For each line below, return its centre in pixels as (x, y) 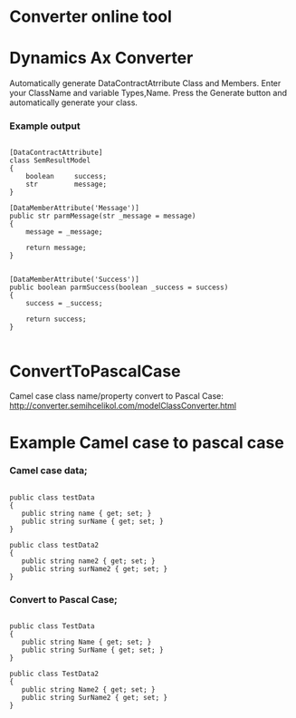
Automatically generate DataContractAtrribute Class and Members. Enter (145, 83)
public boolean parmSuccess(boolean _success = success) (119, 287)
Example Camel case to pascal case (147, 442)
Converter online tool (91, 17)
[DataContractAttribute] (56, 153)
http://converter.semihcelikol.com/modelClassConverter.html (123, 406)
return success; (57, 319)
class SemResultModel (50, 160)
